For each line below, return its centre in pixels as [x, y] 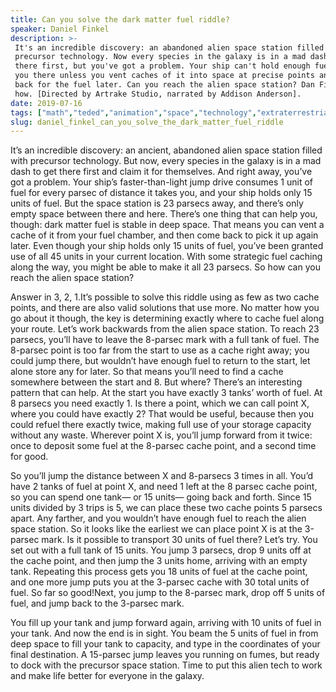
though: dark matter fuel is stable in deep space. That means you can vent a [167, 225]
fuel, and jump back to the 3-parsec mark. [97, 603]
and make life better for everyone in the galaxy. [107, 676]
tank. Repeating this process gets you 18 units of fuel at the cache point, [159, 572]
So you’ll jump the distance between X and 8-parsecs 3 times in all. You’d [162, 476]
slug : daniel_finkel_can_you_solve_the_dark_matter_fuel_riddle [147, 122]
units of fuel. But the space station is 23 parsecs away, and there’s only [157, 203]
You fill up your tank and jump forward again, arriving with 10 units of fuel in [166, 623]
